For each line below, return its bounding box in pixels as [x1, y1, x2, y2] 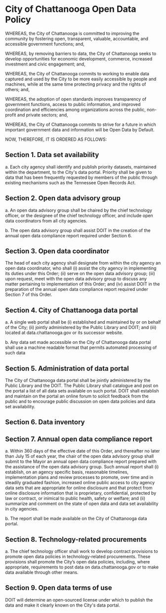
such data [5, 350, 26, 356]
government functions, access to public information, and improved [5, 101, 141, 107]
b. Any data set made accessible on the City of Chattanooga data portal [5, 339, 151, 345]
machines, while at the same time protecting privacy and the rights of [5, 81, 147, 87]
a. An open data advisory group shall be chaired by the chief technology [5, 207, 152, 213]
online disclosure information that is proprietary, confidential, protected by [5, 490, 157, 496]
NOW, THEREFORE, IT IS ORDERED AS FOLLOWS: [5, 136, 107, 142]
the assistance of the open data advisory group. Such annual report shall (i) [5, 464, 159, 470]
